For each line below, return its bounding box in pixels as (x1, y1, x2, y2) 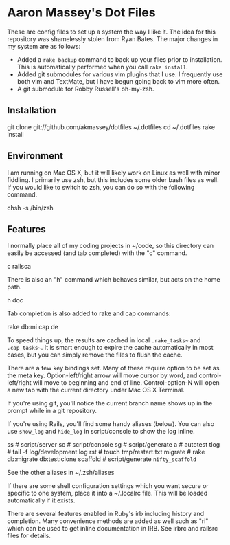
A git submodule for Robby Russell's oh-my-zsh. (16, 85, 154, 93)
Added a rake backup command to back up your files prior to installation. (16, 55, 222, 63)
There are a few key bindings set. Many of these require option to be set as (7, 364, 220, 372)
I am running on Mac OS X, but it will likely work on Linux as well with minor (7, 168, 220, 177)
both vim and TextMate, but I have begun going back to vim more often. (16, 77, 220, 85)
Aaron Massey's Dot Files (7, 5, 156, 21)
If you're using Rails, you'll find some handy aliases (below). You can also (7, 420, 215, 428)
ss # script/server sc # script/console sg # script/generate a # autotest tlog (7, 441, 220, 449)
